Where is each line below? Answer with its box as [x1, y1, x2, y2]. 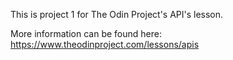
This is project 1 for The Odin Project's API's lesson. [10, 9, 224, 20]
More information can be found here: [10, 28, 162, 39]
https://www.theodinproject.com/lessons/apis [10, 39, 200, 50]
